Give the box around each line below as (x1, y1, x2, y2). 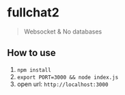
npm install (16, 66, 51, 73)
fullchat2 (7, 5, 59, 21)
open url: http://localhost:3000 (16, 80, 109, 88)
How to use (7, 47, 56, 59)
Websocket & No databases (23, 27, 102, 36)
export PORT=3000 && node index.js (16, 74, 119, 81)
